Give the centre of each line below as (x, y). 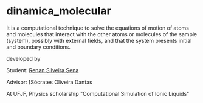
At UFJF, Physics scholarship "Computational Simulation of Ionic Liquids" (98, 93)
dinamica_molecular (59, 11)
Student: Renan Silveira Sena (43, 70)
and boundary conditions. (39, 47)
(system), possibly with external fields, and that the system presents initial (99, 40)
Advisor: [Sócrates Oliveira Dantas (49, 82)
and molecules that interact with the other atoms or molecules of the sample (102, 34)
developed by (23, 58)
